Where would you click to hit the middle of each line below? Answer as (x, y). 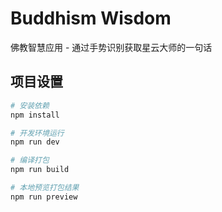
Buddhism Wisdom (91, 18)
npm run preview (44, 197)
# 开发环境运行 (37, 133)
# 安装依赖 (30, 105)
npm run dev (35, 142)
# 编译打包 (30, 160)
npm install (35, 115)
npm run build (40, 170)
